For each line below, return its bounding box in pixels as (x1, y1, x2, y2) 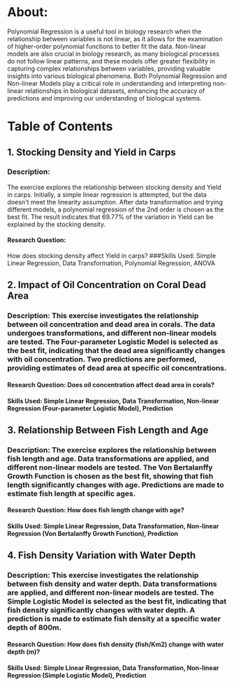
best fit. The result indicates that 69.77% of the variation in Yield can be (7, 212, 214, 221)
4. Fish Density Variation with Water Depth (7, 549, 196, 562)
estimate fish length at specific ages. (7, 489, 136, 498)
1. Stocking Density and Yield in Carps (7, 146, 176, 158)
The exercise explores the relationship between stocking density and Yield (7, 183, 221, 191)
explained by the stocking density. (7, 220, 106, 228)
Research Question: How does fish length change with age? (7, 506, 184, 514)
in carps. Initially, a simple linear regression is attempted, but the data (7, 190, 207, 199)
